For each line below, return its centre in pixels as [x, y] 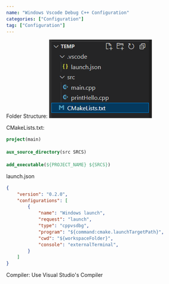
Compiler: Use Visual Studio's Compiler [55, 275]
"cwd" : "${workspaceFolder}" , [76, 238]
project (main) [24, 140]
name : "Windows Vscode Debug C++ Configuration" [68, 13]
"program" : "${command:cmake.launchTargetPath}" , [101, 232]
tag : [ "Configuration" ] [36, 25]
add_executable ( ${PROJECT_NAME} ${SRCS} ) [59, 164]
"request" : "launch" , [65, 219]
